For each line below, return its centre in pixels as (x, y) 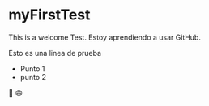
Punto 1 (32, 68)
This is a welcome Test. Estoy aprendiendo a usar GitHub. (104, 37)
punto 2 (33, 77)
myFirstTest (49, 15)
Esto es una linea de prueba (55, 53)
